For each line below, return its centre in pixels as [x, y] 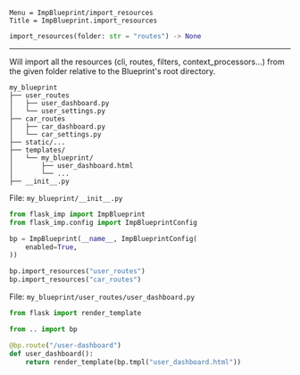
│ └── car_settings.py [55, 134]
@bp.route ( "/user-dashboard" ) [66, 345]
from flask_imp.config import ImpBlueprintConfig [104, 222]
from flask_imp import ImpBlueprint [77, 214]
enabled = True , [51, 247]
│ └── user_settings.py [57, 111]
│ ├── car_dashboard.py [57, 126]
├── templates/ [37, 150]
